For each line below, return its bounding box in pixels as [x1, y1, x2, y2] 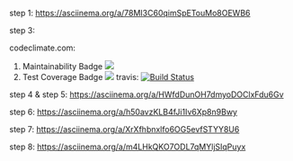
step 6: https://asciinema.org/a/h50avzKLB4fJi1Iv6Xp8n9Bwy [9, 107, 238, 117]
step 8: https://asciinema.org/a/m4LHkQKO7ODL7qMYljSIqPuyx [9, 141, 246, 152]
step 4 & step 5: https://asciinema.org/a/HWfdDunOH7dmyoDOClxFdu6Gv [9, 89, 285, 100]
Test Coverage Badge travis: [22, 72, 139, 82]
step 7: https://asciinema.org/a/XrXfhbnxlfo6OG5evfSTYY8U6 [9, 124, 240, 134]
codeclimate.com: [9, 42, 76, 53]
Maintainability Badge [22, 61, 103, 71]
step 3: [9, 25, 36, 35]
